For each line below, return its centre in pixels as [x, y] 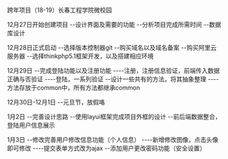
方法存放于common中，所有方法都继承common [74, 88]
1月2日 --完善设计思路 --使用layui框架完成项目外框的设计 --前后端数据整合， [114, 117]
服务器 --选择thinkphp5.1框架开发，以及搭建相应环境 [80, 56]
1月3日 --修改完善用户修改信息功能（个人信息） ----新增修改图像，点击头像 [113, 140]
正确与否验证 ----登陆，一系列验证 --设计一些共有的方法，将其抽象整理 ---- [113, 79]
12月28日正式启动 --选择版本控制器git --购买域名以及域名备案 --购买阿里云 [112, 47]
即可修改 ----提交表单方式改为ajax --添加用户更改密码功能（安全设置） [106, 148]
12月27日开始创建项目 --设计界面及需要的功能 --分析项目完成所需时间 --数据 [114, 25]
